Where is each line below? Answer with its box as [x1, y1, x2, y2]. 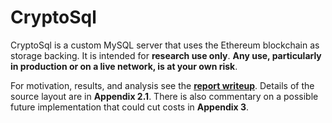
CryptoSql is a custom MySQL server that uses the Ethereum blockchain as [10, 39, 320, 51]
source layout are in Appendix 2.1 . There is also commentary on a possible [10, 90, 319, 102]
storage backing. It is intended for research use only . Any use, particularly [10, 49, 322, 61]
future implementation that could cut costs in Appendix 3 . [10, 101, 250, 113]
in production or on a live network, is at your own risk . [10, 60, 238, 72]
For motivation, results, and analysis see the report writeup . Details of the [10, 79, 315, 91]
